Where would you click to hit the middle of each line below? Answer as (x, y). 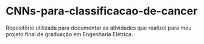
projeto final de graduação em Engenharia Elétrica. (69, 34)
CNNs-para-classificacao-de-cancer (102, 11)
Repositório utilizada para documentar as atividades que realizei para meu (99, 28)
